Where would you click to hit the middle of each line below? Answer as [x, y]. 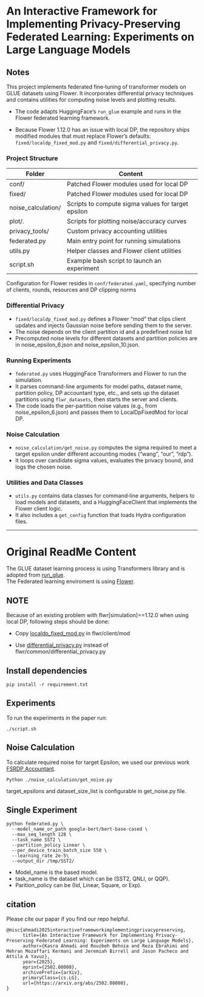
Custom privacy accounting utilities [117, 231]
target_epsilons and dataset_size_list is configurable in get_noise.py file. [96, 791]
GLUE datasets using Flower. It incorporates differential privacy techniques [100, 93]
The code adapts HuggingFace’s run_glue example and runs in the [98, 111]
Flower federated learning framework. [63, 118]
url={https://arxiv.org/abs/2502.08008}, [76, 983]
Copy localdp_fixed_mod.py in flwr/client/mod [73, 634]
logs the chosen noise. [43, 467]
